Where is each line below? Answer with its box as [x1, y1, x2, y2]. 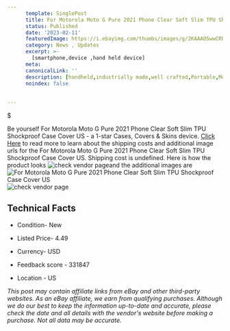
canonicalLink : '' [25, 67, 78, 74]
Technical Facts [7, 202, 77, 214]
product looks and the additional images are [7, 161, 193, 169]
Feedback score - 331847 [16, 261, 90, 269]
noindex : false [25, 80, 69, 87]
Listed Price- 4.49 [16, 234, 68, 242]
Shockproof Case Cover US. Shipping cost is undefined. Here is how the [7, 154, 212, 161]
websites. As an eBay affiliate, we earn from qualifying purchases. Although [7, 294, 222, 302]
